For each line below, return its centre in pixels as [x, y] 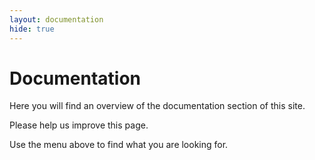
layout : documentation [56, 19]
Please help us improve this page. [79, 125]
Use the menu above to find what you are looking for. [119, 145]
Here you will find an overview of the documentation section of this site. [157, 106]
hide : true [32, 29]
